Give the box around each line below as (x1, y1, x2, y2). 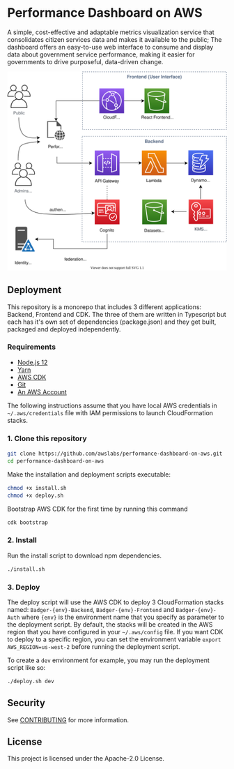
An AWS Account (17, 387, 68, 396)
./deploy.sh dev (7, 678, 54, 685)
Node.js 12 (17, 358, 48, 366)
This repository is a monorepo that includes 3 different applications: (7, 302, 202, 311)
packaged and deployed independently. (7, 324, 121, 333)
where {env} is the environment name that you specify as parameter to (21, 613, 224, 621)
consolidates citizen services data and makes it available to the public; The (7, 35, 222, 43)
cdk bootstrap (7, 518, 49, 526)
